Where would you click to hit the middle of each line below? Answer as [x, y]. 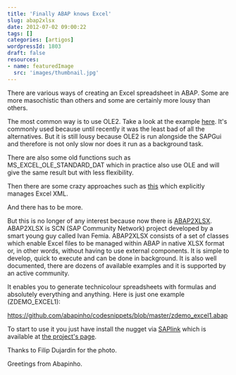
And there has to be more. [45, 207]
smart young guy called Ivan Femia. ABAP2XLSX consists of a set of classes [118, 236]
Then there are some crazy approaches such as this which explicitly [106, 186]
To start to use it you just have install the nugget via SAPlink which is [107, 329]
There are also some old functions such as [69, 157]
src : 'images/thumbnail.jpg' [56, 72]
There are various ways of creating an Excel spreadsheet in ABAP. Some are [118, 93]
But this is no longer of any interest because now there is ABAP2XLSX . [110, 221]
